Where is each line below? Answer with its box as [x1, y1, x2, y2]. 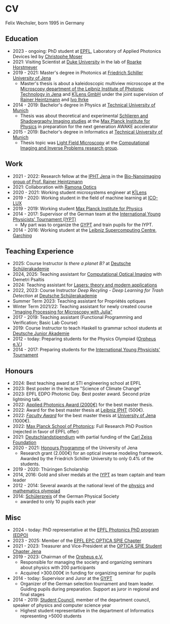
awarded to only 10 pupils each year [20, 499, 96, 505]
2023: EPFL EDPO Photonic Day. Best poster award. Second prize [12, 391, 151, 397]
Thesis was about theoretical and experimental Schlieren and [20, 113, 148, 119]
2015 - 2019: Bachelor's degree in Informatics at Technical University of [12, 129, 163, 135]
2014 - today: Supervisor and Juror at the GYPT [12, 575, 113, 581]
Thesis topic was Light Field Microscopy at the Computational [20, 139, 150, 145]
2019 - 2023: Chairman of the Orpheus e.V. [12, 554, 103, 560]
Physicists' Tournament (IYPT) [12, 216, 77, 222]
